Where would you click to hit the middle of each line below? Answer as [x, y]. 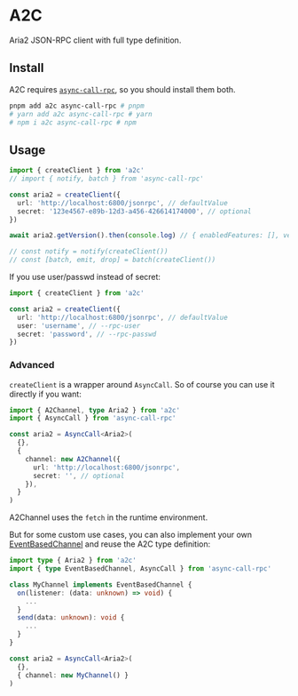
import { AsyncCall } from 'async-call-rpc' [93, 419]
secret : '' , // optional [78, 476]
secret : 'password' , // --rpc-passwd [87, 334]
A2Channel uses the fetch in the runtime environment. [109, 517]
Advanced [32, 365]
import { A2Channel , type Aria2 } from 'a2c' [94, 410]
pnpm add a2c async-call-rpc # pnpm [77, 106]
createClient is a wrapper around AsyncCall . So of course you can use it [142, 384]
